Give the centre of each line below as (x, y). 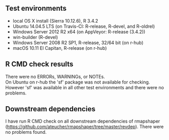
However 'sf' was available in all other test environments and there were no (85, 87)
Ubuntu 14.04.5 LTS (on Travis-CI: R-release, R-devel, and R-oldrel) (84, 26)
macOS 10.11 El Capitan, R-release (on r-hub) (60, 48)
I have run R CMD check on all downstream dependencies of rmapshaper (83, 121)
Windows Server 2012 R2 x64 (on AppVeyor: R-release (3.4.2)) (79, 32)
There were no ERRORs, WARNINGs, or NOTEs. (55, 76)
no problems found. (26, 132)
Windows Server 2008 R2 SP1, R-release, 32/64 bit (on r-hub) (78, 43)
